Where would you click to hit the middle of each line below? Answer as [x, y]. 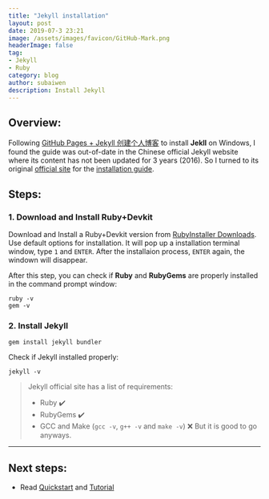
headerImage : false [41, 46]
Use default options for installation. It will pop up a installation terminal [124, 243]
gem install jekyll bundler [55, 342]
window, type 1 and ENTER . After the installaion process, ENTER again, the [127, 251]
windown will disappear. [48, 260]
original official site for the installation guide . [81, 169]
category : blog [34, 75]
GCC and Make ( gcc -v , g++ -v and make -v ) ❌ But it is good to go [149, 426]
